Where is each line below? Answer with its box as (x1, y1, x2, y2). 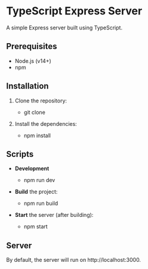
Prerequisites (6, 41, 57, 52)
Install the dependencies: (14, 120, 78, 127)
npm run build (23, 200, 58, 207)
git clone (23, 108, 46, 116)
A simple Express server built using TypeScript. (6, 24, 123, 31)
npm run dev (23, 177, 55, 184)
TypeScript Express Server (6, 4, 143, 18)
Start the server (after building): (14, 211, 94, 219)
